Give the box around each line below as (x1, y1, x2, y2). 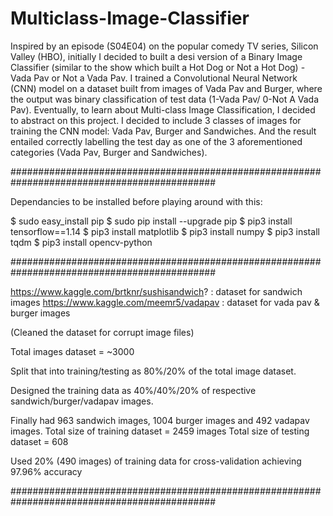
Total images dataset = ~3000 (10, 345, 135, 357)
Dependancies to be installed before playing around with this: (10, 195, 263, 207)
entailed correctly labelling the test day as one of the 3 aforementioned (10, 135, 303, 147)
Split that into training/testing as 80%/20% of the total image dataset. (10, 365, 297, 377)
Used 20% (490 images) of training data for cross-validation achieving (10, 455, 302, 467)
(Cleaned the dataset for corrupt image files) (10, 326, 195, 338)
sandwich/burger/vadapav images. (10, 395, 154, 407)
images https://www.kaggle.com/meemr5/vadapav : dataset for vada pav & (10, 296, 320, 308)
